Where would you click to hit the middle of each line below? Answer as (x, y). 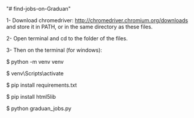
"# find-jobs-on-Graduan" (38, 9)
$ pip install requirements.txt (41, 85)
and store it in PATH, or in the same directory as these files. (80, 27)
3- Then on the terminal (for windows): (54, 50)
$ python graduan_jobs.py (39, 108)
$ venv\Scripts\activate (35, 73)
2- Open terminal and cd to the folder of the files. (67, 38)
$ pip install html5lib (31, 97)
